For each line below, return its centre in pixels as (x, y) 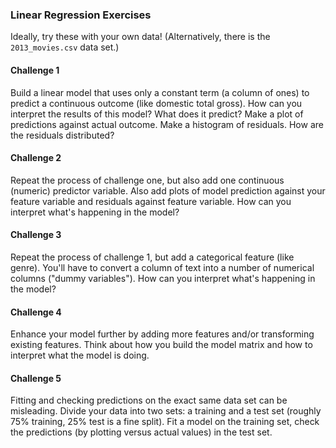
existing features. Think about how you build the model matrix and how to (161, 345)
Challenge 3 (36, 235)
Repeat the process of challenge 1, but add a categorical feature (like (152, 257)
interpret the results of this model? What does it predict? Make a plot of (157, 114)
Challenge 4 (36, 312)
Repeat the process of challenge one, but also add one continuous (147, 180)
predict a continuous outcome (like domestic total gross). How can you (156, 103)
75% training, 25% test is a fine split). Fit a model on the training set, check (165, 422)
